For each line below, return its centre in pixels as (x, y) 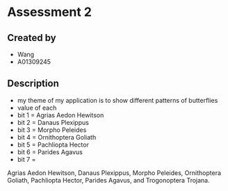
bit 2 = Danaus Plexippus (53, 122)
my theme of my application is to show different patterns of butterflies (117, 100)
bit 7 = (26, 159)
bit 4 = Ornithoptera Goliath (57, 137)
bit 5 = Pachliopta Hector (53, 144)
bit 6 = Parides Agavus (50, 152)
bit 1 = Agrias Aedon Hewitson (60, 115)
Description (33, 84)
